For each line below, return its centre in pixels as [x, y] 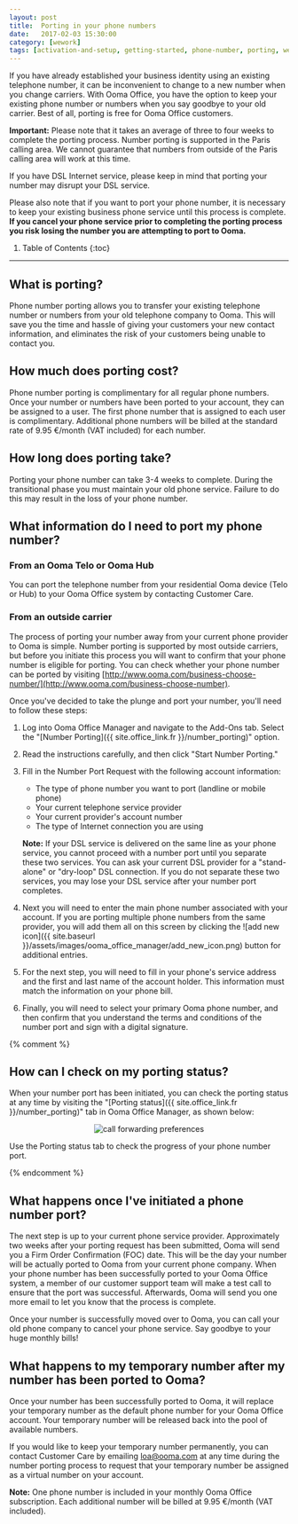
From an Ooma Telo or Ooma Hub [82, 565]
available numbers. [44, 1429]
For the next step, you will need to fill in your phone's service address [149, 971]
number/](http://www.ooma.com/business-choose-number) [119, 683]
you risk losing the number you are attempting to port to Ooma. [128, 231]
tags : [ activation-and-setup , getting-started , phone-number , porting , [144, 51]
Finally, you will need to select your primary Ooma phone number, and [150, 1008]
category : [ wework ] [45, 42]
